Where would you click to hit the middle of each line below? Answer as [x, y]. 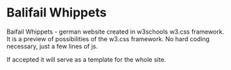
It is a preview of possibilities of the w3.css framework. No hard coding [108, 38]
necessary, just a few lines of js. [52, 46]
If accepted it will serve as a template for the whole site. [86, 59]
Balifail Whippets [57, 13]
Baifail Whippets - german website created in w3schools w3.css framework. [115, 32]
